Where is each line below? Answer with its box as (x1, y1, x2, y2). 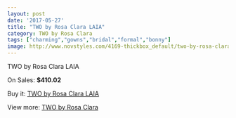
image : (7, 43, 27, 50)
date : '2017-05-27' (7, 17, 65, 24)
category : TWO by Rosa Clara (7, 29, 93, 37)
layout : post (7, 10, 46, 18)
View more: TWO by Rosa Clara (7, 103, 98, 111)
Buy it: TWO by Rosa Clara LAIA (7, 89, 100, 98)
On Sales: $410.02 (7, 76, 62, 84)
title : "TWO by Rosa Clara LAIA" (7, 23, 105, 30)
